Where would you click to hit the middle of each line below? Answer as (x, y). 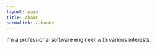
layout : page (22, 12)
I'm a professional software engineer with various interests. (79, 40)
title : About (22, 17)
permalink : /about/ (30, 23)
